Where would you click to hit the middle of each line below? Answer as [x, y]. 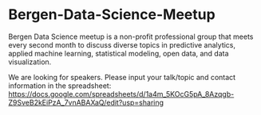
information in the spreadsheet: [60, 86]
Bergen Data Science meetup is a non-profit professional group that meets [131, 36]
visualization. [30, 62]
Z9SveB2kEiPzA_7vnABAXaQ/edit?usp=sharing [86, 102]
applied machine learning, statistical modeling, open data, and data [119, 53]
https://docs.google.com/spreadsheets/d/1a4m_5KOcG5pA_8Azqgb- [121, 94]
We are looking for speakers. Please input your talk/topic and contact [122, 77]
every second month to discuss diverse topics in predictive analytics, [122, 44]
